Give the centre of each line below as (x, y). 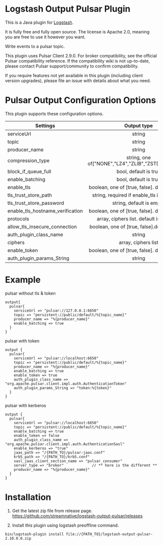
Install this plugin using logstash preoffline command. (65, 525)
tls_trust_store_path (30, 195)
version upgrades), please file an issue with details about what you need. (78, 81)
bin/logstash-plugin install (34, 534)
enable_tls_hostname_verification (45, 211)
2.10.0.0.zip (18, 538)
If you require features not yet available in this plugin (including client (74, 75)
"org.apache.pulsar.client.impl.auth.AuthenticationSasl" (65, 444)
